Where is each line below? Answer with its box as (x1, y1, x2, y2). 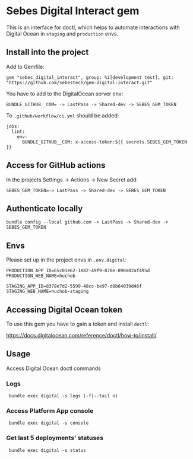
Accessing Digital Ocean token (6, 304, 123, 315)
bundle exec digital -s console (8, 420, 89, 426)
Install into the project (6, 47, 89, 58)
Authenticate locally (6, 203, 83, 213)
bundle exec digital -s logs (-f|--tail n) (8, 393, 118, 399)
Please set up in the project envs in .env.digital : (6, 256, 127, 263)
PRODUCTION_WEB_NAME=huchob (6, 273, 76, 279)
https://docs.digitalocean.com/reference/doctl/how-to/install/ (6, 332, 157, 339)
